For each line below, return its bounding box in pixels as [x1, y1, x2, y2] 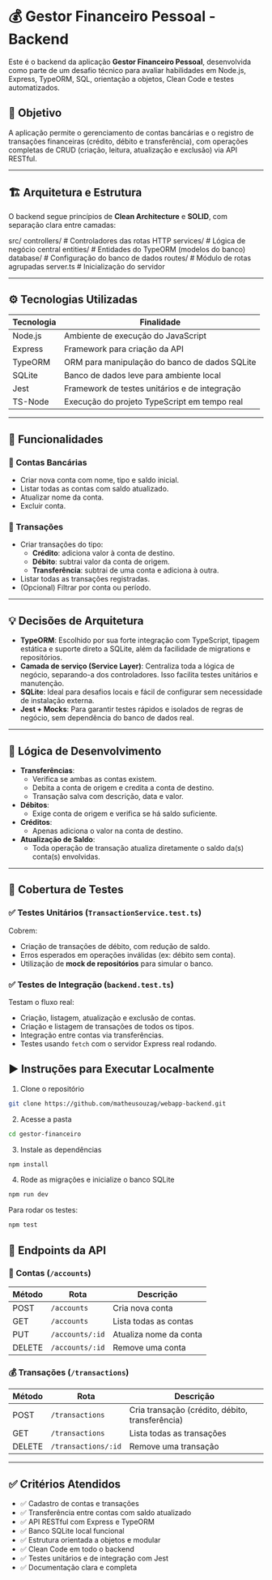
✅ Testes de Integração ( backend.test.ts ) [8, 979, 174, 990]
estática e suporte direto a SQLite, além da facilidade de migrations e [19, 644, 251, 654]
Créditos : [19, 817, 53, 826]
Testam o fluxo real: [8, 997, 74, 1007]
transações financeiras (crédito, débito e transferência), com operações [8, 136, 249, 146]
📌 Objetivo [8, 106, 62, 120]
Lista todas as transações [129, 1428, 227, 1439]
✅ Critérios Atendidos [8, 1477, 121, 1491]
